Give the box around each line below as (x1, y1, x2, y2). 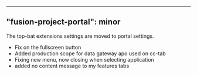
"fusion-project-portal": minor (6, 17, 121, 27)
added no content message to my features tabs (14, 62, 130, 69)
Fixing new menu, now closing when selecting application (14, 56, 154, 63)
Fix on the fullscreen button (14, 44, 81, 51)
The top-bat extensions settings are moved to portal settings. (6, 33, 154, 40)
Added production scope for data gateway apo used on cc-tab (14, 50, 166, 57)
